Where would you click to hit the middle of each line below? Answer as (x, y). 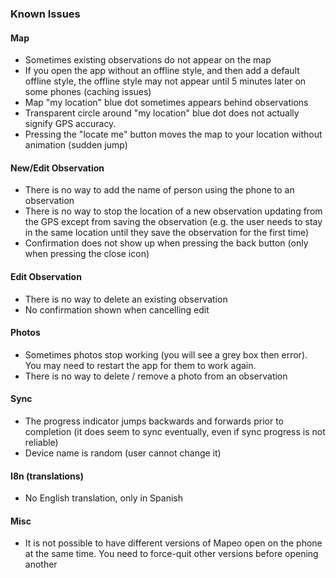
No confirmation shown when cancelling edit (117, 309)
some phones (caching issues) (88, 92)
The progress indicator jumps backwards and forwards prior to (154, 421)
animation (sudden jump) (76, 145)
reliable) (41, 442)
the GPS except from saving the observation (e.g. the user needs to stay (173, 222)
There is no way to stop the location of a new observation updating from (173, 211)
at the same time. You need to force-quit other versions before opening (171, 554)
